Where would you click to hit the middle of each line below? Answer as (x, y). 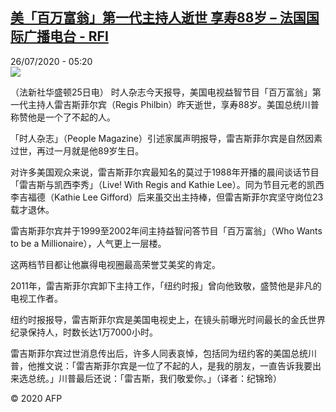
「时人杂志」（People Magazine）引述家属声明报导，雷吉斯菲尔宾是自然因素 (166, 138)
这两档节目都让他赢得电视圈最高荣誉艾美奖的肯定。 (115, 264)
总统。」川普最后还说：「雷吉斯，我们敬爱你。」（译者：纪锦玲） (154, 378)
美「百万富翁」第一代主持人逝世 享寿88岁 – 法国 (158, 18)
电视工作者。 (36, 298)
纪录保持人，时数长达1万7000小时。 (84, 332)
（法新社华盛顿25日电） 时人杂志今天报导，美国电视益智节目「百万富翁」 (161, 92)
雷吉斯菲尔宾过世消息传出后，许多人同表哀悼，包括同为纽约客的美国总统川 (163, 353)
